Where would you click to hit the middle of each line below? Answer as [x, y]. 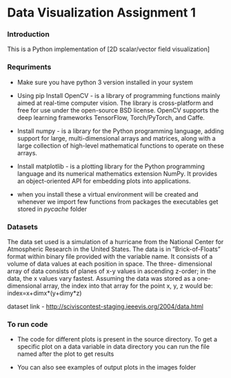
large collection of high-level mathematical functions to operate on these [120, 146]
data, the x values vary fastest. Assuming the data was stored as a [101, 279]
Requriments [29, 67]
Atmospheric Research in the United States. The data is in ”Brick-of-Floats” [114, 249]
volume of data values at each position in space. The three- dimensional [110, 264]
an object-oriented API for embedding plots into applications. [104, 181]
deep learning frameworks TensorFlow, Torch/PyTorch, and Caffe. [111, 117]
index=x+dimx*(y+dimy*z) [44, 293]
